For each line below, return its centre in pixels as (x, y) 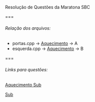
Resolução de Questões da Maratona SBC (47, 7)
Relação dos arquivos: (28, 28)
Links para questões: (26, 69)
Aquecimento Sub (23, 85)
